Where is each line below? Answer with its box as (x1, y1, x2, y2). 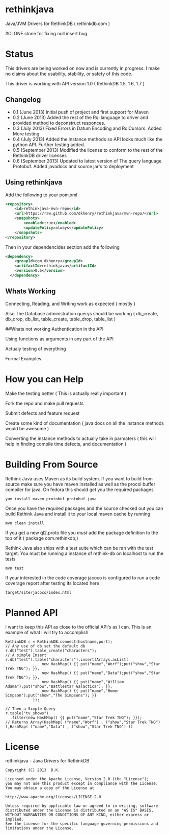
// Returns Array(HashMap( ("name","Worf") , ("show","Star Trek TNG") (5, 720, 160, 725)
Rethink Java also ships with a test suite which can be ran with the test (5, 545, 154, 551)
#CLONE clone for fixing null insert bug (5, 30, 88, 36)
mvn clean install (5, 520, 44, 526)
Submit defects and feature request (5, 410, 80, 416)
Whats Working (5, 287, 56, 296)
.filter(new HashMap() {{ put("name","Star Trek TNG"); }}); (10, 715, 143, 720)
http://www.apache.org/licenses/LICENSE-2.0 (5, 795, 101, 800)
